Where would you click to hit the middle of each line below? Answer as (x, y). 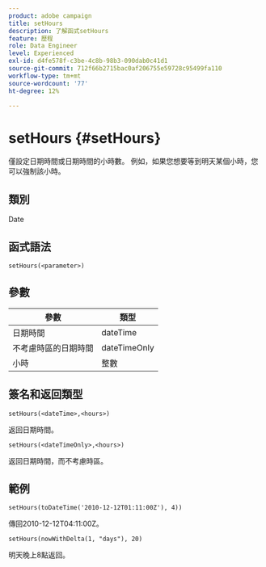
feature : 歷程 (31, 38)
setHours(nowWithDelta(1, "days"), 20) (76, 539)
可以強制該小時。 (37, 171)
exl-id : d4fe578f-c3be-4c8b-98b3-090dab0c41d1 (88, 61)
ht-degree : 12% (34, 91)
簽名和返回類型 (46, 395)
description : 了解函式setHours (59, 31)
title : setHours (36, 23)
